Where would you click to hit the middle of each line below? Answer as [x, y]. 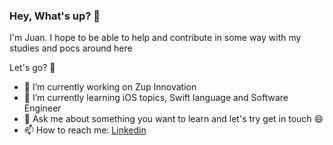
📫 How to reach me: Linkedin [85, 130]
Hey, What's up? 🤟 [55, 16]
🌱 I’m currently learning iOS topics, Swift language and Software [156, 98]
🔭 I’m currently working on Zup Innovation [110, 87]
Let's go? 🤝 [32, 68]
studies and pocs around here [71, 48]
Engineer [42, 108]
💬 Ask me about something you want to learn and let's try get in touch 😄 [173, 119]
